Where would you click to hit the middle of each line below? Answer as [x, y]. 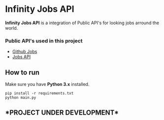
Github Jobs [25, 52]
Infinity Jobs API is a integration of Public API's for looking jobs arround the [82, 23]
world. [12, 28]
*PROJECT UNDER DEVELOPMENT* [62, 113]
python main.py [21, 98]
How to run [22, 72]
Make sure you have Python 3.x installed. [47, 84]
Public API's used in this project [44, 40]
